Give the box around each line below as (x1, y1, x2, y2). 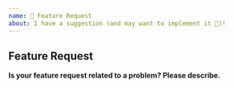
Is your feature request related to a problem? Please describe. (8, 70, 221, 81)
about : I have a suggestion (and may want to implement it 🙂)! (8, 19, 227, 27)
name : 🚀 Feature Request (8, 11, 92, 20)
